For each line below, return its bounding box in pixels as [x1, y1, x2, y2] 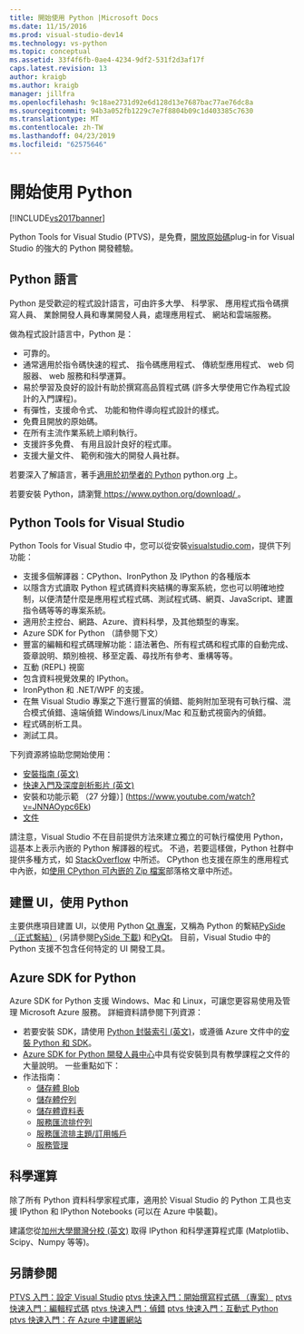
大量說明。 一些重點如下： [22, 1060, 121, 1071]
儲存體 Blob [35, 1082, 80, 1093]
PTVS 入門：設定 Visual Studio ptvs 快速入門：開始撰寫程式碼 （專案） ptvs [9, 1291, 292, 1302]
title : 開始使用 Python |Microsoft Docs [9, 13, 159, 23]
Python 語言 [9, 272, 79, 287]
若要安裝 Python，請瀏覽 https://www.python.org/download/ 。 [9, 488, 247, 499]
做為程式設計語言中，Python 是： [9, 328, 134, 339]
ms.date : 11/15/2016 [9, 22, 88, 31]
